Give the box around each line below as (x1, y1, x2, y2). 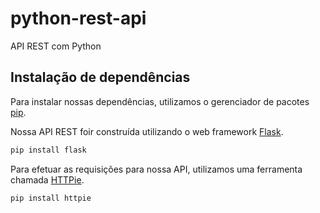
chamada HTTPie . (10, 173, 85, 186)
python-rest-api (10, 7, 147, 30)
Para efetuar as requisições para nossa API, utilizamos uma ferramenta (10, 163, 303, 175)
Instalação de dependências (10, 69, 191, 86)
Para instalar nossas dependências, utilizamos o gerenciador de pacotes (10, 95, 310, 107)
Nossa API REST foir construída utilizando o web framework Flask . (10, 125, 284, 137)
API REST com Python (10, 40, 102, 52)
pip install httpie (10, 193, 92, 203)
